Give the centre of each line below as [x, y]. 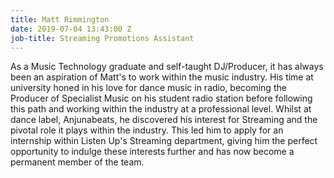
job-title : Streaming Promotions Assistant [102, 38]
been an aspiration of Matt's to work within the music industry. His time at [162, 77]
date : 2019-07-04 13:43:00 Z [71, 29]
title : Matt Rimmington [60, 19]
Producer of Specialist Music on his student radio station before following [161, 98]
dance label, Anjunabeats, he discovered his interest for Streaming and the [164, 120]
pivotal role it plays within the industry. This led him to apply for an [147, 130]
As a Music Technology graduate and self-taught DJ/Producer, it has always [167, 67]
